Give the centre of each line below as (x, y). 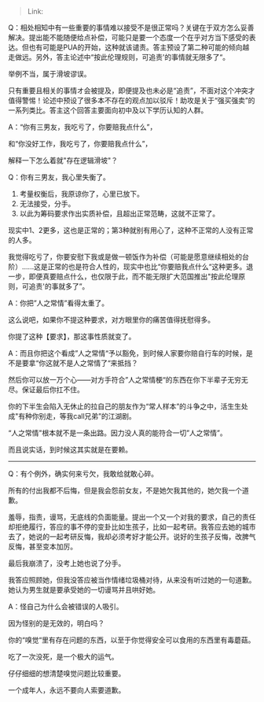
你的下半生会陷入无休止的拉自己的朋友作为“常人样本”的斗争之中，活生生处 (128, 406)
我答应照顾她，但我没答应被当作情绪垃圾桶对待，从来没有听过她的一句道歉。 (132, 580)
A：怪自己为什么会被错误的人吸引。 (66, 606)
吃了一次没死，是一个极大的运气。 (63, 657)
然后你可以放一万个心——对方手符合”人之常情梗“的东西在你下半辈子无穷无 (128, 380)
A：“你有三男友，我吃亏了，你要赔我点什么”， (82, 127)
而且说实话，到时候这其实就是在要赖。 (70, 449)
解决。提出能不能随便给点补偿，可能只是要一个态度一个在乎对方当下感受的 (128, 37)
